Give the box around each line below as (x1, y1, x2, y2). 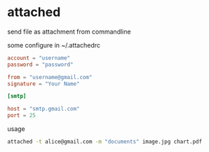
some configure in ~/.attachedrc (7, 41, 100, 49)
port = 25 (7, 112, 36, 119)
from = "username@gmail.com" (7, 74, 93, 81)
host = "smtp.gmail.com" (7, 106, 80, 113)
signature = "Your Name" (7, 80, 80, 88)
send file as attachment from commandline (7, 27, 131, 36)
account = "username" (7, 54, 71, 62)
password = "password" (7, 61, 74, 68)
